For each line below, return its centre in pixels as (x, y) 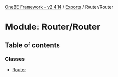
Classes (15, 59)
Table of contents (32, 45)
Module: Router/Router (53, 27)
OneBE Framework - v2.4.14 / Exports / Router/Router (59, 7)
